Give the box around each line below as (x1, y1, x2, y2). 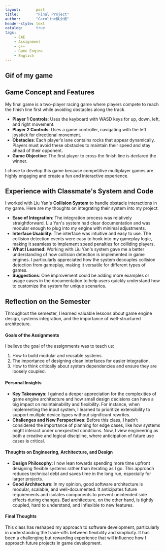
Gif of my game (5, 71, 53, 79)
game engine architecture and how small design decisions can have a (12, 396, 154, 402)
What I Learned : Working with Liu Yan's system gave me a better (12, 246, 144, 252)
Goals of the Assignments (5, 332, 60, 338)
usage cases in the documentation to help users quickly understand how (12, 278, 160, 284)
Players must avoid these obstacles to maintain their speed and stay (12, 142, 151, 148)
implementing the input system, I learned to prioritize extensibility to (12, 406, 150, 412)
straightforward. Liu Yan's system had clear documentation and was (12, 220, 151, 226)
